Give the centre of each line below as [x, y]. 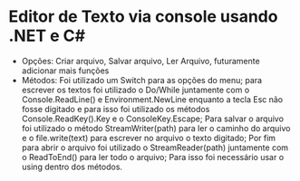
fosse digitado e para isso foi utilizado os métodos [116, 109]
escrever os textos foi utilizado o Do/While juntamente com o [135, 90]
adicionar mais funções [65, 71]
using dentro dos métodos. [72, 167]
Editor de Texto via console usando [143, 17]
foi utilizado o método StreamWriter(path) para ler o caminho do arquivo [156, 128]
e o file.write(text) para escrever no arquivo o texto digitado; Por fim [149, 138]
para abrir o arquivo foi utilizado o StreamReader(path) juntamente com [155, 148]
